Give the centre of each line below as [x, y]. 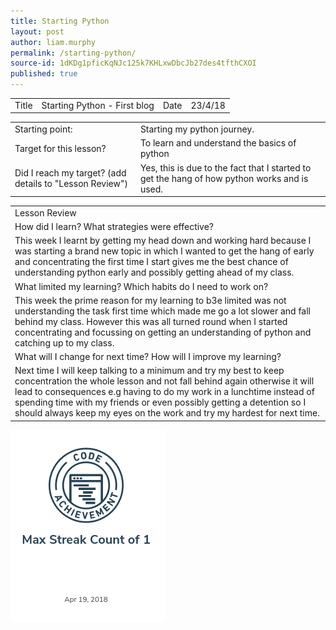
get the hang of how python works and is [224, 178]
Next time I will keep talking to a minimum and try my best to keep [149, 371]
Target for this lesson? [60, 148]
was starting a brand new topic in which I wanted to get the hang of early [164, 251]
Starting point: [43, 129]
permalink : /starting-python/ [73, 53]
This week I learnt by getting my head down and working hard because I [163, 241]
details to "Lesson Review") [71, 183]
